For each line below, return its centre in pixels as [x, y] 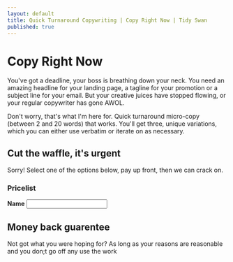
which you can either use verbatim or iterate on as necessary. [96, 131]
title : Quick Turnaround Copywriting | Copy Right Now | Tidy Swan [107, 20]
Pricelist [22, 188]
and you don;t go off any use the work [62, 252]
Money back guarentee [59, 227]
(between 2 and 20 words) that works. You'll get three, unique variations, [112, 124]
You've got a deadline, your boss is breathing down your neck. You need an [116, 80]
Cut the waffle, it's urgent [64, 153]
